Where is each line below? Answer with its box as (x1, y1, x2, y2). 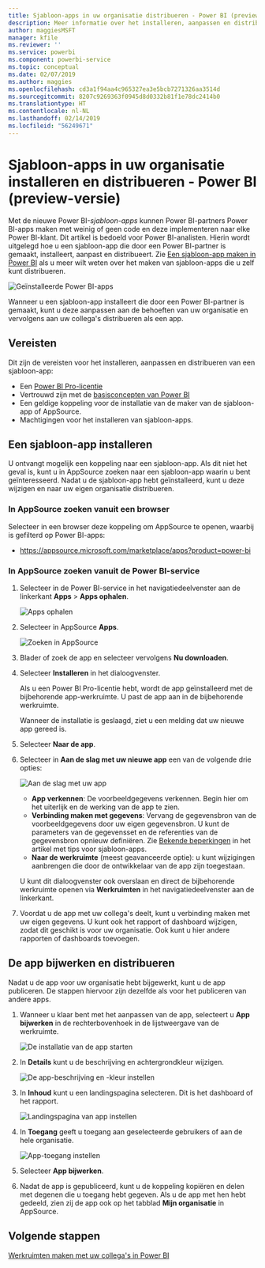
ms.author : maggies (8, 78, 73, 85)
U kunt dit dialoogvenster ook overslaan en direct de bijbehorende (19, 876, 235, 886)
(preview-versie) (8, 189, 121, 207)
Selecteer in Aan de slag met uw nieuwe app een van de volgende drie (19, 755, 252, 764)
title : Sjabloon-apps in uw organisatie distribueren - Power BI (8, 11, 227, 20)
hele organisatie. (19, 1135, 74, 1145)
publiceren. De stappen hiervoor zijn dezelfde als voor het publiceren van (8, 986, 247, 995)
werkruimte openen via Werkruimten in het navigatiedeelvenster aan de (19, 884, 255, 894)
